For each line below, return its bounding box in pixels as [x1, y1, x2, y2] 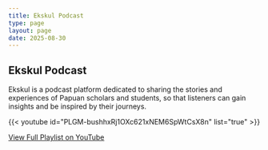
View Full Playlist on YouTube [8, 132, 105, 142]
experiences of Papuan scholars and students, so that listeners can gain [8, 93, 246, 103]
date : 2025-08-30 [8, 34, 66, 42]
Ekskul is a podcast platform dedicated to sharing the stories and [8, 85, 222, 94]
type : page [8, 19, 45, 27]
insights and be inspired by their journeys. [8, 101, 146, 112]
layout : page [8, 26, 52, 34]
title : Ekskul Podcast [8, 11, 84, 20]
